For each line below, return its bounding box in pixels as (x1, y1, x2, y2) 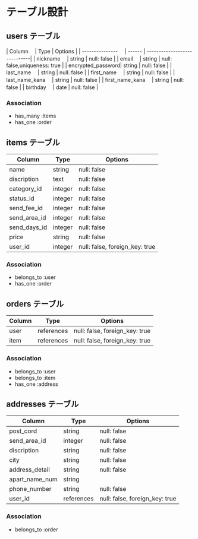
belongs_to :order (14, 526, 58, 533)
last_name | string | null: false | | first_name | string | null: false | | (6, 69, 175, 76)
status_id (9, 194, 34, 202)
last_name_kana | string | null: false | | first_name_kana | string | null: (6, 77, 184, 83)
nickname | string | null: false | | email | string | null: (36, 55, 172, 62)
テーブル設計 (6, 5, 68, 19)
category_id (9, 185, 42, 193)
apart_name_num (9, 475, 58, 484)
